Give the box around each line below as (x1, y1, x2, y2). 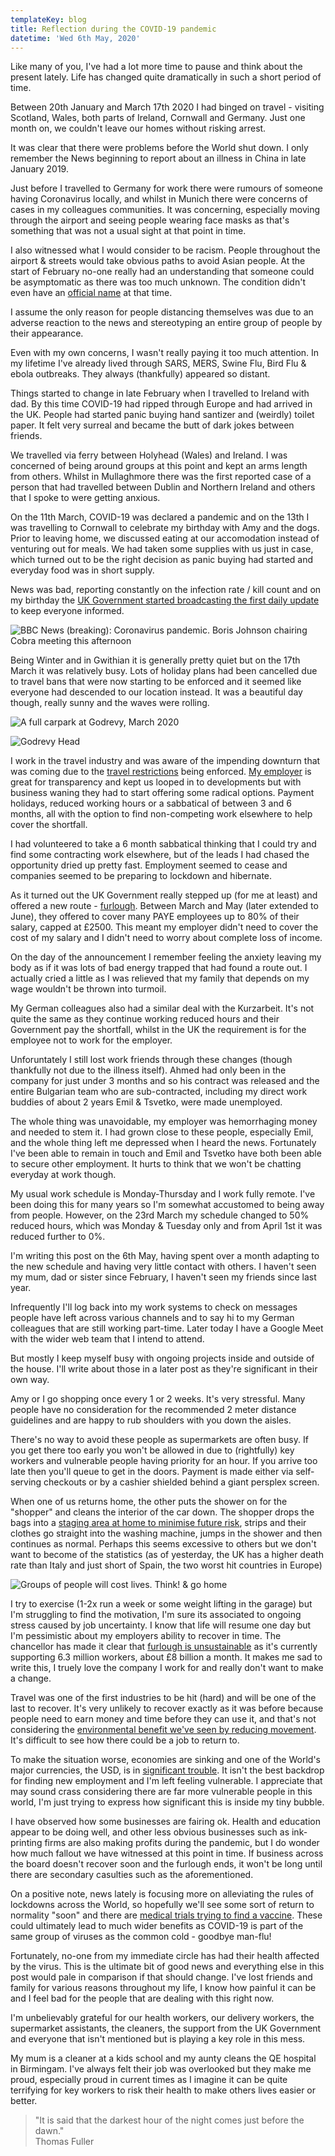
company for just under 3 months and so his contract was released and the (10, 1075, 320, 1087)
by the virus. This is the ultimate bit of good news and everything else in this (10, 1961, 325, 1973)
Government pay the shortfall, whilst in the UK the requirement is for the (10, 1024, 307, 1036)
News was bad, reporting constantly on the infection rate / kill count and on (10, 584, 322, 596)
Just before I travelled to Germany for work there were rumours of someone (10, 182, 323, 195)
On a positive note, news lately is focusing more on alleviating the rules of (10, 1888, 314, 1900)
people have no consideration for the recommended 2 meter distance (10, 1404, 297, 1416)
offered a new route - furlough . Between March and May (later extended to (10, 900, 319, 912)
